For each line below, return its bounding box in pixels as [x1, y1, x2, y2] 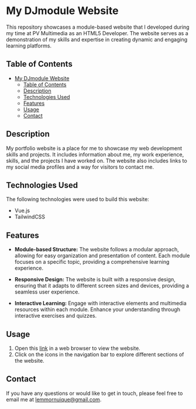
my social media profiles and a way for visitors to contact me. [6, 163, 154, 171]
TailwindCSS [14, 213, 46, 220]
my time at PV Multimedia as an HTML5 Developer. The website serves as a [6, 29, 188, 36]
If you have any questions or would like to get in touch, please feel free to [6, 390, 183, 397]
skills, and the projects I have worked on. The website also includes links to [6, 157, 187, 164]
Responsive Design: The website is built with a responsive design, [14, 276, 176, 283]
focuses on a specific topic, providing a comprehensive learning [14, 258, 170, 265]
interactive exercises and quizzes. [14, 312, 97, 319]
